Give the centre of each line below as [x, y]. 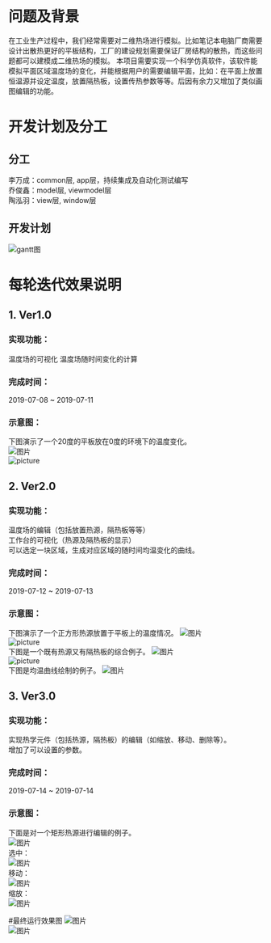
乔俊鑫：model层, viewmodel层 [60, 190]
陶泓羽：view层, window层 [52, 200]
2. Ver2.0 [32, 486]
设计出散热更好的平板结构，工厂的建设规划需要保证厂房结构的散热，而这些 [132, 50]
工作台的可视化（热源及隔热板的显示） [72, 539]
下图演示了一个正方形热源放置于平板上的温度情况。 [93, 632]
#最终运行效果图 [35, 920]
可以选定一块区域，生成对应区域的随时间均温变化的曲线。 [104, 550]
